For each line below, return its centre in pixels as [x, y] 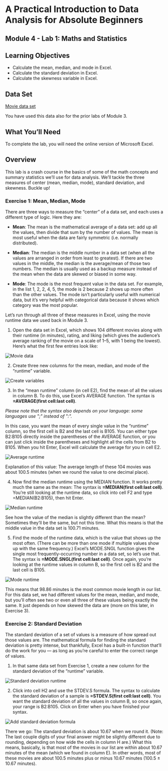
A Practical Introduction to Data [72, 9]
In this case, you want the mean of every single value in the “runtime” [77, 426]
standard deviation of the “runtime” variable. [58, 671]
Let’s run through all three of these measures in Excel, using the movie [78, 315]
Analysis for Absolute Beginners [74, 20]
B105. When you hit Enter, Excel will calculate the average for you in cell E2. [83, 447]
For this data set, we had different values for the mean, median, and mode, [82, 595]
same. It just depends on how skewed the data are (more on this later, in [80, 606]
